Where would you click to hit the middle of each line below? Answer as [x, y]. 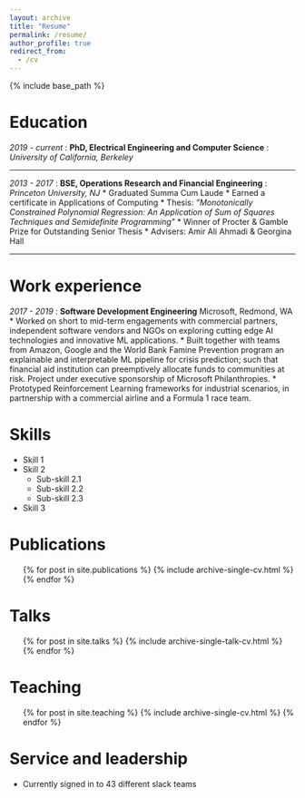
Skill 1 [33, 460]
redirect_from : [38, 52]
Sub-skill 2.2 [60, 488]
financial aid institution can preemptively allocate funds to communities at [147, 369]
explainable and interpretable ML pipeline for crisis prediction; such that [144, 359]
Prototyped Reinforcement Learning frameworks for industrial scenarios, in [149, 388]
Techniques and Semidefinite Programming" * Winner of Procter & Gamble [149, 221]
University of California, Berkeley [71, 157]
